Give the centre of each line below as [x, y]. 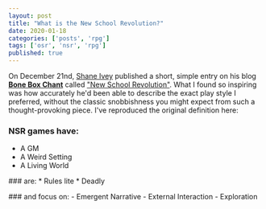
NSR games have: [44, 131]
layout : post [30, 16]
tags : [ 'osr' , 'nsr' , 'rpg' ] [57, 46]
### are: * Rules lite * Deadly [57, 181]
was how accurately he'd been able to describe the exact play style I [122, 93]
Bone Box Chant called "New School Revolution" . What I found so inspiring [133, 84]
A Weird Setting [46, 157]
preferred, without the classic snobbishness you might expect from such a [132, 102]
